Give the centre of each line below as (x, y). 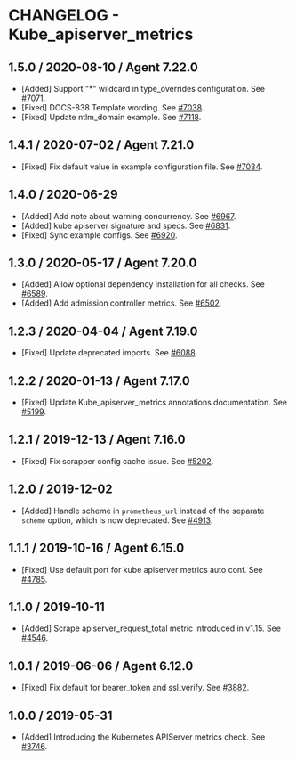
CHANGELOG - (64, 16)
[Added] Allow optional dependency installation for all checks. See (143, 284)
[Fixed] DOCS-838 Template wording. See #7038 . (112, 107)
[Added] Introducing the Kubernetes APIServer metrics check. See (143, 737)
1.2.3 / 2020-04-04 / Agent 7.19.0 (103, 331)
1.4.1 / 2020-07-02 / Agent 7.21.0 (101, 145)
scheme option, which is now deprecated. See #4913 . (117, 520)
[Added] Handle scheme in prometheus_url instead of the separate (143, 511)
